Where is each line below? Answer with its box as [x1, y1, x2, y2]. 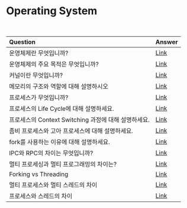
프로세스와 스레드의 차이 [9, 191, 73, 200]
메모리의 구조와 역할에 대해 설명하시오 [9, 82, 108, 90]
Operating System [6, 4, 98, 18]
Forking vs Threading [9, 170, 69, 178]
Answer [155, 37, 178, 46]
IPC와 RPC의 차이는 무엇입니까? [9, 149, 93, 157]
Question [9, 37, 36, 46]
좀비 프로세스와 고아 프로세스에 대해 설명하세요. [9, 126, 133, 135]
